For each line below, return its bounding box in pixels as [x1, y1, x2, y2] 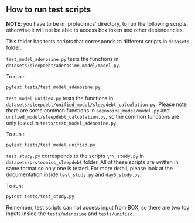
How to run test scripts [6, 5, 91, 15]
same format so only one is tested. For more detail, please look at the [6, 164, 173, 171]
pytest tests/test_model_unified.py [6, 142, 95, 148]
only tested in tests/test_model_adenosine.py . [6, 119, 118, 126]
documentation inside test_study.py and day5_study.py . [6, 171, 142, 178]
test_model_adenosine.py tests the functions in [6, 55, 119, 62]
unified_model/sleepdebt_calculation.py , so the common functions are [6, 113, 180, 120]
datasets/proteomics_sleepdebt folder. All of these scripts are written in [6, 158, 179, 166]
